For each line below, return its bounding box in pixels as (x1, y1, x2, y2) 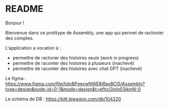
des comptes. (5, 35, 34, 41)
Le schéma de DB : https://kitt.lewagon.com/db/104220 (5, 96, 121, 102)
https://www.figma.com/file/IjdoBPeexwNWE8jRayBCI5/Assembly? (5, 81, 145, 87)
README (5, 3, 44, 15)
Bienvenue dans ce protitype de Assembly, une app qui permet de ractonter (5, 29, 164, 35)
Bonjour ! (5, 20, 24, 26)
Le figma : (5, 75, 26, 81)
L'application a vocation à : (5, 45, 61, 51)
